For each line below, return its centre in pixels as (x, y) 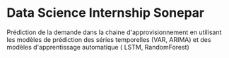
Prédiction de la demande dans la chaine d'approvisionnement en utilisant (114, 32)
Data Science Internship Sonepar (106, 13)
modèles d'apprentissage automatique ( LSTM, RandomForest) (98, 47)
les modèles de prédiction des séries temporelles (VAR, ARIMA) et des (109, 39)
